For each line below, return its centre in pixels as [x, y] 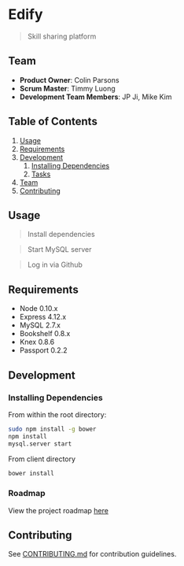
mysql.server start [40, 444]
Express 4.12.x [43, 317]
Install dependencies [61, 235]
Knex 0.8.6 [37, 342]
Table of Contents [53, 122]
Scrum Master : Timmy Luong [67, 88]
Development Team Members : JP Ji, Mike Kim [96, 97]
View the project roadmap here [58, 510]
